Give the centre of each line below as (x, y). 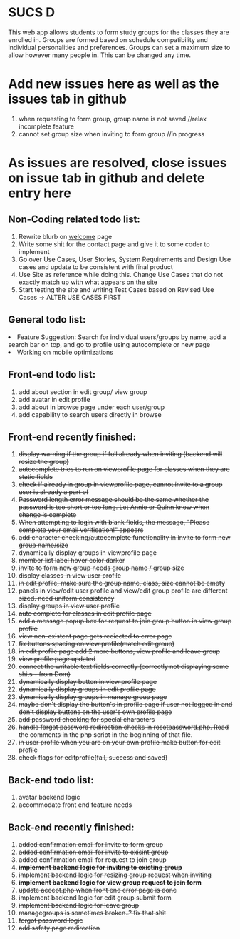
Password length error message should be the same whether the (114, 500)
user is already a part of (53, 492)
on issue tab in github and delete (106, 178)
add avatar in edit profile (54, 399)
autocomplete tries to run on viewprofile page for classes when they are (124, 469)
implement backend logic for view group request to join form (110, 882)
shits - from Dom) (44, 674)
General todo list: (47, 320)
